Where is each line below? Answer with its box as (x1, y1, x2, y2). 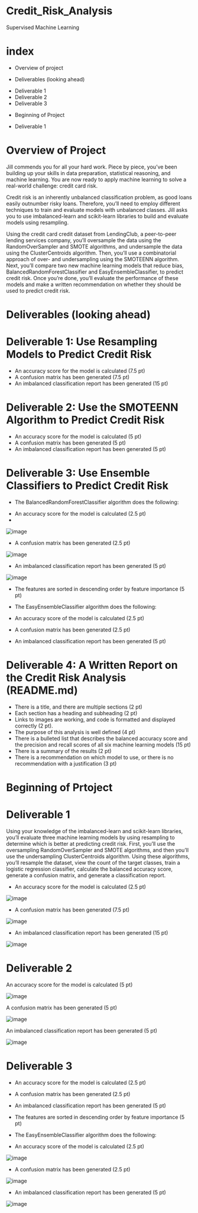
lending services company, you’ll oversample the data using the (6, 236, 161, 244)
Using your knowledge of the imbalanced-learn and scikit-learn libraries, (6, 827, 183, 834)
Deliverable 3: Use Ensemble (6, 466, 150, 480)
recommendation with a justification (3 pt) (14, 760, 117, 767)
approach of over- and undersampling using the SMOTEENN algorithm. (6, 255, 179, 262)
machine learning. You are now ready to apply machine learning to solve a (6, 176, 187, 183)
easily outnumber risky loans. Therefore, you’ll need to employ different (6, 200, 180, 207)
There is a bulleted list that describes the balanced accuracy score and (14, 735, 188, 742)
